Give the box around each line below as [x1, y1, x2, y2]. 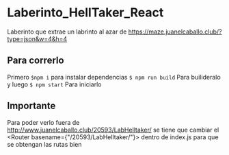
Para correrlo [7, 55, 64, 67]
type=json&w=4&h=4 [7, 34, 68, 43]
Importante [7, 100, 56, 112]
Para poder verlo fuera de [7, 118, 80, 126]
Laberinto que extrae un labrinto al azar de [7, 27, 127, 36]
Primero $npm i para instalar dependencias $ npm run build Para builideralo [7, 73, 221, 81]
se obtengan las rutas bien [7, 140, 82, 148]
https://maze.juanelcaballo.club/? [128, 27, 222, 36]
